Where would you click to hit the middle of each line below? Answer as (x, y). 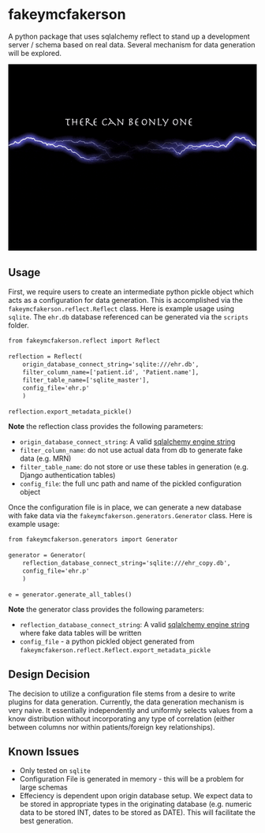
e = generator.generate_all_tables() (70, 594)
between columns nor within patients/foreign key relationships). (112, 727)
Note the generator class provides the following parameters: (106, 609)
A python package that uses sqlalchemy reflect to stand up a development (129, 36)
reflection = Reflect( (45, 357)
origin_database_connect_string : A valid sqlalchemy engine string (127, 441)
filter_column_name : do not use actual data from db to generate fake (131, 450)
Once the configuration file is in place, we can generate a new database (125, 507)
